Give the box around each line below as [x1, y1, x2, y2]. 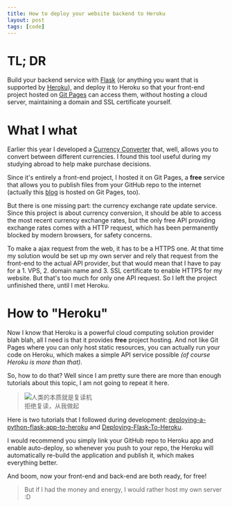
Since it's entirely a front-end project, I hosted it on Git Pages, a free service [7, 173, 225, 182]
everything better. [7, 458, 58, 467]
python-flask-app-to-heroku [7, 423, 89, 431]
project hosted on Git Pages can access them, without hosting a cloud [7, 91, 208, 99]
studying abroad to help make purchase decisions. [7, 160, 152, 169]
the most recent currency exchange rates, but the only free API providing [7, 216, 216, 225]
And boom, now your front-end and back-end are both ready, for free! [7, 472, 207, 481]
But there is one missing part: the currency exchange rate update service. [7, 202, 217, 210]
